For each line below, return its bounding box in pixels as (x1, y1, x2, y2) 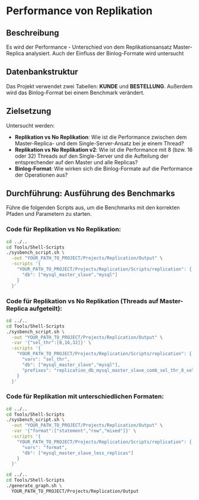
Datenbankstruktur (6, 67, 78, 77)
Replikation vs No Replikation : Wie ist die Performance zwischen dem (14, 133, 187, 141)
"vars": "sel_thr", (21, 356, 70, 362)
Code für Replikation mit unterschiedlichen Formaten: (6, 393, 164, 401)
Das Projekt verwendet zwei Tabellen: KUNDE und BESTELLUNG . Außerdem (6, 82, 192, 90)
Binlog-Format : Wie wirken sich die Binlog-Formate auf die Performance (14, 165, 192, 172)
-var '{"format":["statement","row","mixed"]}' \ (11, 428, 136, 434)
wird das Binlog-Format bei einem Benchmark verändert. (6, 89, 145, 96)
